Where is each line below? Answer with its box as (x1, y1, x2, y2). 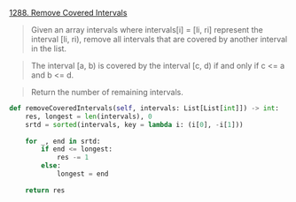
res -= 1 (56, 153, 90, 162)
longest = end (56, 169, 109, 178)
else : (41, 161, 62, 170)
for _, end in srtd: (25, 137, 101, 146)
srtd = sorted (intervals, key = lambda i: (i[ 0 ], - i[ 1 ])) (25, 120, 244, 129)
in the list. (30, 43, 67, 54)
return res (25, 185, 66, 195)
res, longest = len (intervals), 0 (25, 112, 152, 121)
